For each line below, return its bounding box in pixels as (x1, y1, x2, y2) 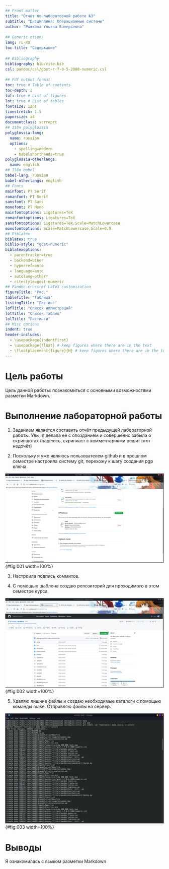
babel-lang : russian (5, 173, 49, 178)
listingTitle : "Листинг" (5, 300, 57, 305)
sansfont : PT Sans (5, 199, 44, 205)
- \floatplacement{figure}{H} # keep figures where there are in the (10, 348, 158, 353)
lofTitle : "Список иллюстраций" (5, 305, 73, 311)
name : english (10, 162, 39, 167)
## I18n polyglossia (5, 125, 49, 130)
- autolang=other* (10, 274, 49, 279)
